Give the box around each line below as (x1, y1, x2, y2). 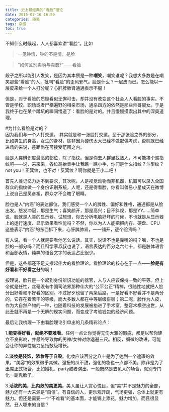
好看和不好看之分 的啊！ (5, 267, 54, 273)
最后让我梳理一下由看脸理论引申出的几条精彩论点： (5, 320, 111, 326)
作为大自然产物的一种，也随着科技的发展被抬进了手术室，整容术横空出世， (5, 302, 159, 308)
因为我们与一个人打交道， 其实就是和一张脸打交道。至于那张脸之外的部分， (5, 132, 161, 138)
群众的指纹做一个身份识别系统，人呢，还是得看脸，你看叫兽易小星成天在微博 (5, 184, 164, 190)
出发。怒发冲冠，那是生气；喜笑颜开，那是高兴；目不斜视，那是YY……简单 (5, 208, 159, 214)
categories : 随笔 (5, 17, 40, 22)
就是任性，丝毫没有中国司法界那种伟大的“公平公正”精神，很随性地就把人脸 (9, 283, 163, 289)
